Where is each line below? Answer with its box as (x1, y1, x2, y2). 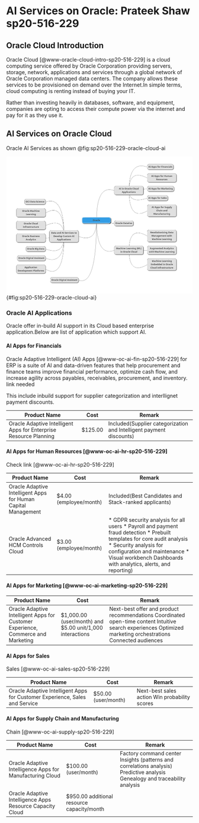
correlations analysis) (120, 763, 173, 770)
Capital (8, 502, 26, 509)
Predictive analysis (120, 769, 166, 776)
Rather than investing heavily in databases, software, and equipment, (6, 99, 175, 106)
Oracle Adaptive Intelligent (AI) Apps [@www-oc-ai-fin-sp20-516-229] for (6, 355, 188, 362)
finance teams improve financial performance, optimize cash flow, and (6, 368, 178, 375)
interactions (60, 630, 90, 638)
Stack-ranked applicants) (108, 499, 172, 506)
